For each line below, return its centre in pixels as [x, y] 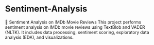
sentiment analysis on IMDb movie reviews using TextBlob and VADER [75, 27]
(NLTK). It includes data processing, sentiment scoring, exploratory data [77, 32]
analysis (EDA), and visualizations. [39, 37]
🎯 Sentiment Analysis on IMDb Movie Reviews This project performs [73, 22]
